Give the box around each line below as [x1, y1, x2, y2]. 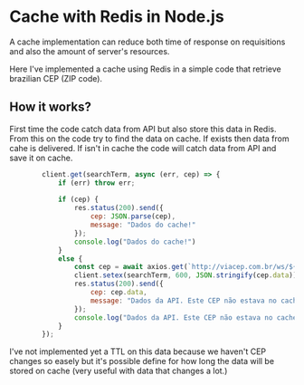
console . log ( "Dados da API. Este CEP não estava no [73, 313, 273, 322]
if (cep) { [57, 195, 100, 205]
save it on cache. [9, 152, 73, 163]
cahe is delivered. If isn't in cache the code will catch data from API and [9, 142, 277, 153]
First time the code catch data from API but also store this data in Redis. [9, 123, 277, 134]
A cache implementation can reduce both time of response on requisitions [9, 36, 286, 47]
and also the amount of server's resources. [9, 45, 170, 56]
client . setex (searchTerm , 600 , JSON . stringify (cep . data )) [73, 271, 298, 280]
